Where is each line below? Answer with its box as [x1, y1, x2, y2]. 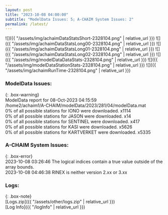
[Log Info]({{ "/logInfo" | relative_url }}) [5, 204, 86, 210]
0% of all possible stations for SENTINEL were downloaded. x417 [5, 118, 140, 124]
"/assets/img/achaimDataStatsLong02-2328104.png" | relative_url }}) [12, 51, 155, 58]
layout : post [5, 7, 33, 13]
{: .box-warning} [5, 91, 39, 97]
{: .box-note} [5, 193, 32, 199]
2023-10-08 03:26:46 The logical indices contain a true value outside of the [5, 158, 163, 165]
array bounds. [5, 164, 34, 170]
